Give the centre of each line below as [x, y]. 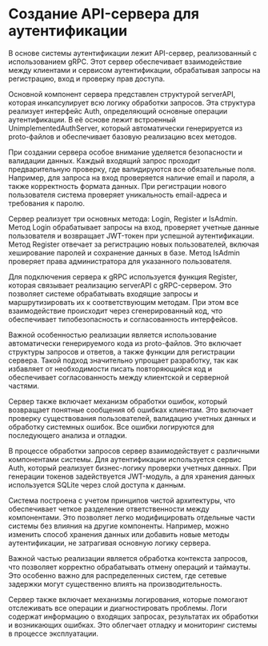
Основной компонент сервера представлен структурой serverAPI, [122, 94]
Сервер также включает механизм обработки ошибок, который [118, 401]
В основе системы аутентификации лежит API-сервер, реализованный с [133, 53]
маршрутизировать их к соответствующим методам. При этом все [124, 302]
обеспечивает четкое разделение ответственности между [109, 508]
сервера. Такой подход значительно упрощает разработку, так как [123, 360]
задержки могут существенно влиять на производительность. [115, 584]
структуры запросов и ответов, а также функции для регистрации [122, 351]
